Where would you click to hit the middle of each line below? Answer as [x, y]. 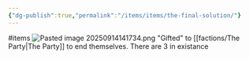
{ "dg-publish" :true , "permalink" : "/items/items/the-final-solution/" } [125, 15]
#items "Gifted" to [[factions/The [124, 38]
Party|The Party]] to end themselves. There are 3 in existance [108, 46]
